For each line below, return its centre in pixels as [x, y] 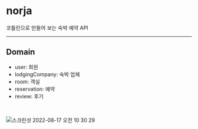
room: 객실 [27, 82]
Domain [21, 52]
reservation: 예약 [35, 89]
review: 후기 [29, 96]
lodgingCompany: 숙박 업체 [47, 74]
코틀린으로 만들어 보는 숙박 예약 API [47, 28]
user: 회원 [26, 67]
